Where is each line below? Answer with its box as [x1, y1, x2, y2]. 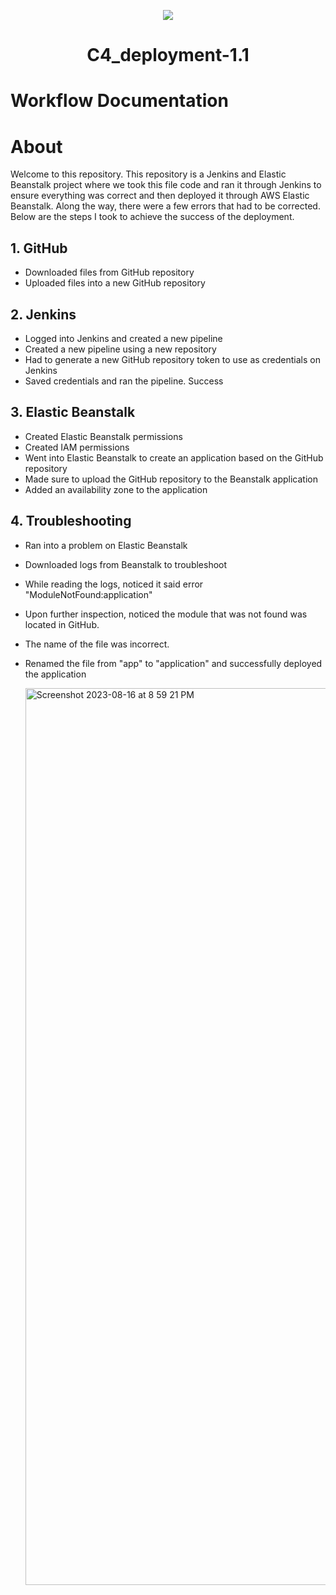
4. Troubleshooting [10, 513, 132, 530]
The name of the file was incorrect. [24, 638, 170, 650]
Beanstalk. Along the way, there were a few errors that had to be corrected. [10, 200, 321, 212]
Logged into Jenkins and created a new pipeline [24, 332, 223, 344]
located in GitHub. [24, 618, 100, 630]
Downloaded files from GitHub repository [24, 266, 195, 279]
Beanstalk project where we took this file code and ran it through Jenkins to [10, 179, 322, 191]
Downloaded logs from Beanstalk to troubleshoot [24, 558, 228, 570]
